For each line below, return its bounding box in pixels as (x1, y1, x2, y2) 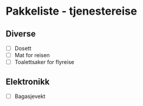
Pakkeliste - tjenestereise (5, 4, 138, 18)
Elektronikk (5, 76, 50, 87)
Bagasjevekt (14, 93, 46, 100)
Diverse (5, 29, 36, 39)
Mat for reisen (14, 52, 50, 59)
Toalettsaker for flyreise (14, 58, 74, 66)
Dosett (14, 44, 32, 52)
